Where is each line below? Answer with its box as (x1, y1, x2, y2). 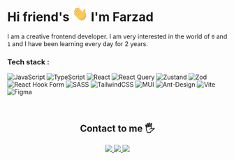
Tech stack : (7, 57, 50, 66)
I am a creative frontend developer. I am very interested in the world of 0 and (7, 32, 228, 41)
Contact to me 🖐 (80, 122, 155, 134)
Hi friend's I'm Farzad (7, 9, 154, 25)
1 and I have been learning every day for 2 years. (7, 39, 148, 48)
